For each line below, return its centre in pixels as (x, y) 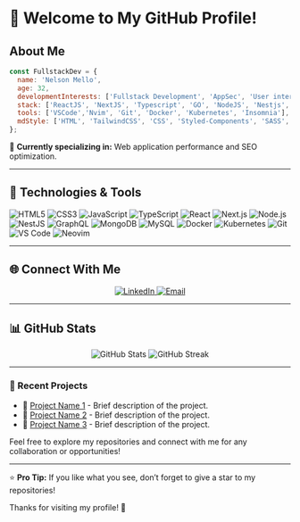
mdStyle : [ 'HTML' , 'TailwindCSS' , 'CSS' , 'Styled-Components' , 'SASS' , (154, 121)
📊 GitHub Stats (53, 329)
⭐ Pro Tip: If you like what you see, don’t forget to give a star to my (133, 477)
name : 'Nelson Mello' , (59, 79)
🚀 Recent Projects (49, 385)
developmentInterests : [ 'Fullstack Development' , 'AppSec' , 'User (143, 96)
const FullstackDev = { (54, 71)
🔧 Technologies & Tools (75, 192)
